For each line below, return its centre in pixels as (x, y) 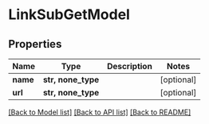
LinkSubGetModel (69, 15)
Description (130, 66)
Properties (35, 44)
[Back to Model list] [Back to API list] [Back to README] (100, 112)
